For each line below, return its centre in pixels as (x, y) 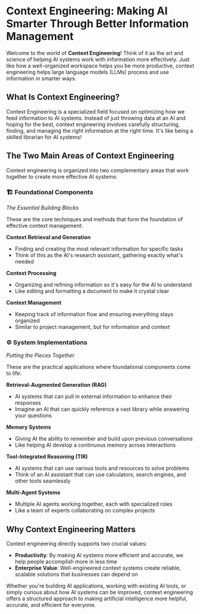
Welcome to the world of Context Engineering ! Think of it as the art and (95, 53)
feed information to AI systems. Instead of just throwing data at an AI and (96, 118)
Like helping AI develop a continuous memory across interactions (95, 445)
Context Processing (31, 273)
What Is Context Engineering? (63, 97)
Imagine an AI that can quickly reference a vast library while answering (102, 409)
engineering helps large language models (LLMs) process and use (87, 72)
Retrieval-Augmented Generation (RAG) (56, 385)
